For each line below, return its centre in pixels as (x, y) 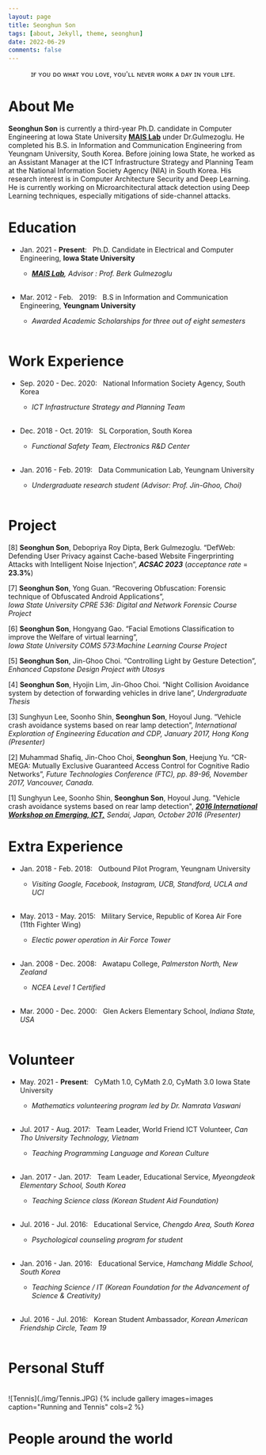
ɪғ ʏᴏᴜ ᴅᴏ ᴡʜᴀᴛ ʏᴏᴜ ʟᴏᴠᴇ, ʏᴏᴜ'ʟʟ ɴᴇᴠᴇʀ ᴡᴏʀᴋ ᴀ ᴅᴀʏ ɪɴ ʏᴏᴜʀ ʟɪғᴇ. (133, 74)
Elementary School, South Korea (73, 1185)
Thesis (19, 701)
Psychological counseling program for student (107, 1240)
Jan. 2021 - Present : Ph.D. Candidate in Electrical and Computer (126, 250)
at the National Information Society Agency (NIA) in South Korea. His (120, 171)
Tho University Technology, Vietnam (79, 1138)
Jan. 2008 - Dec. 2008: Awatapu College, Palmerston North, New (129, 963)
